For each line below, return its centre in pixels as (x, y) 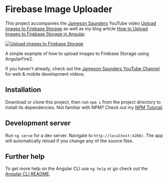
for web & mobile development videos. (45, 74)
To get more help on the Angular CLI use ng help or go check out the (76, 169)
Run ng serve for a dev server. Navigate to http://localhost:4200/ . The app (84, 135)
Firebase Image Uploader (59, 9)
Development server (38, 123)
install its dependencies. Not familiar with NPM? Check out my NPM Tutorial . (84, 107)
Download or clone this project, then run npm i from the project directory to (83, 102)
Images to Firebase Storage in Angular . (46, 34)
